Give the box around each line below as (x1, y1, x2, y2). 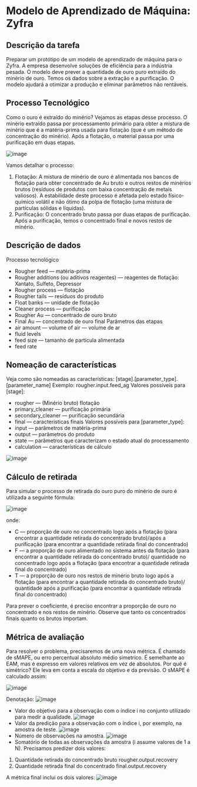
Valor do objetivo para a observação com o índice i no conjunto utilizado (14, 707, 190, 714)
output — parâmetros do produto (14, 431, 95, 438)
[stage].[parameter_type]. (115, 375, 178, 383)
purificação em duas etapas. (6, 139, 75, 146)
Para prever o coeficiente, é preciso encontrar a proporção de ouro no (6, 602, 176, 609)
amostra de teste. (14, 726, 58, 733)
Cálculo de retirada (6, 472, 78, 482)
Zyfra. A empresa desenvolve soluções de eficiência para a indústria (6, 62, 172, 69)
